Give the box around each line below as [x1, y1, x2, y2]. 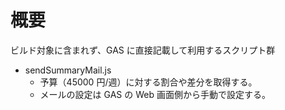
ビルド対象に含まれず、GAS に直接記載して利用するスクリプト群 [10, 44, 276, 56]
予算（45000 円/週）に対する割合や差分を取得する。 [39, 76, 258, 88]
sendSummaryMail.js [24, 64, 112, 76]
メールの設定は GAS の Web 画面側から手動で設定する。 [39, 88, 271, 100]
